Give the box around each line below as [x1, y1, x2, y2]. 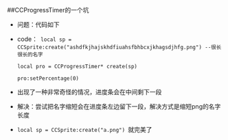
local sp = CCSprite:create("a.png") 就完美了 [16, 126, 152, 133]
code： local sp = [16, 35, 72, 43]
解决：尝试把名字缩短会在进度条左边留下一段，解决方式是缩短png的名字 [16, 102, 221, 111]
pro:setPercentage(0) [16, 75, 79, 82]
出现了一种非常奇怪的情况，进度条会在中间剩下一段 [16, 88, 162, 96]
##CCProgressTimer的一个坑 [7, 6, 89, 14]
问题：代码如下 [16, 20, 60, 29]
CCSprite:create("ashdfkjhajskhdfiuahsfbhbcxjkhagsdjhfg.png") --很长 [16, 44, 222, 51]
